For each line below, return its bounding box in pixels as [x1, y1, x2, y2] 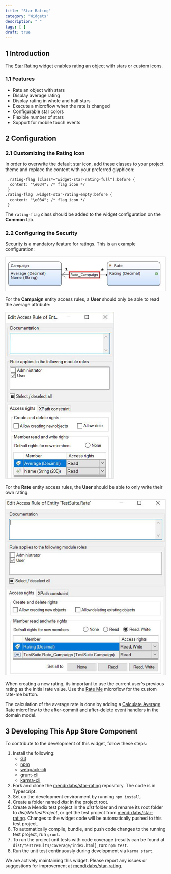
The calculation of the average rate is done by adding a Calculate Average [5, 701, 161, 708]
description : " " [5, 19, 42, 24]
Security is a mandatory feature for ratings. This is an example [5, 241, 136, 247]
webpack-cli [20, 767, 47, 773]
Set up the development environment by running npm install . [12, 794, 142, 800]
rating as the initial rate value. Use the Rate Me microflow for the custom [5, 686, 157, 692]
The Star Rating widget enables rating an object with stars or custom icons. [5, 63, 163, 69]
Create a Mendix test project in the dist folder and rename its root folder [12, 804, 164, 810]
